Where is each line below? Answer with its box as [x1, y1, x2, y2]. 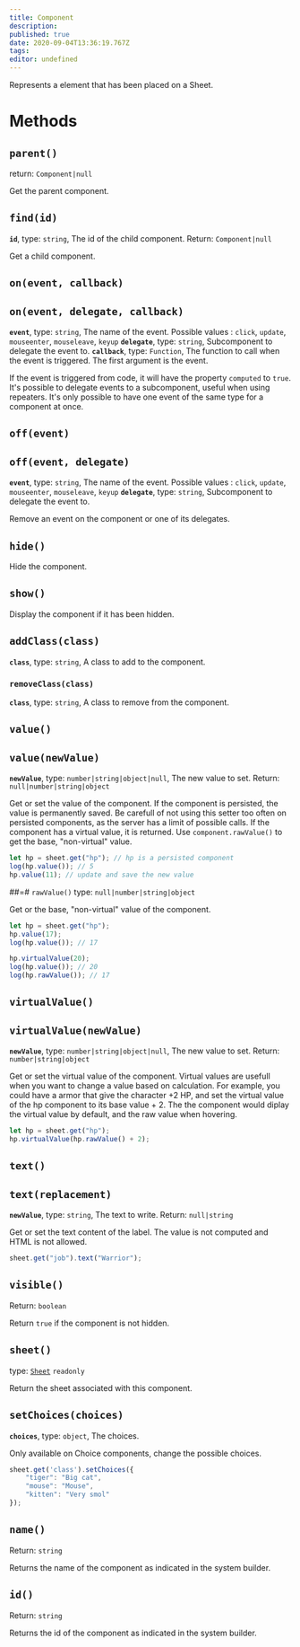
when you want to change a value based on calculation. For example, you [9, 1080, 280, 1091]
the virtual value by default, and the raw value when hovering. [9, 1109, 237, 1120]
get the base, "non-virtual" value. [9, 836, 133, 847]
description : [9, 22, 58, 31]
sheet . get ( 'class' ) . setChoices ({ [9, 1465, 134, 1474]
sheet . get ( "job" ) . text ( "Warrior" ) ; [9, 1254, 142, 1263]
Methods [9, 111, 78, 131]
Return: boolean [9, 1299, 67, 1311]
